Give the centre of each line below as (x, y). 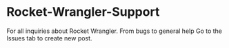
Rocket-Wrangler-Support (83, 12)
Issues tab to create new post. (49, 38)
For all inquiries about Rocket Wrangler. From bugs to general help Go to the (114, 31)
